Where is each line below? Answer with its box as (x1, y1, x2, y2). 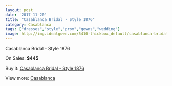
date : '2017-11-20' (5, 12, 47, 17)
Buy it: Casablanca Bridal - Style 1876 (5, 65, 84, 71)
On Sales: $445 (5, 55, 39, 61)
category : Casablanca (5, 21, 52, 27)
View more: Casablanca (5, 75, 55, 81)
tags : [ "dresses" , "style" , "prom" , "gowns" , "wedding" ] (5, 27, 120, 32)
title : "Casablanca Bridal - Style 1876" (5, 17, 95, 22)
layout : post (5, 7, 33, 13)
